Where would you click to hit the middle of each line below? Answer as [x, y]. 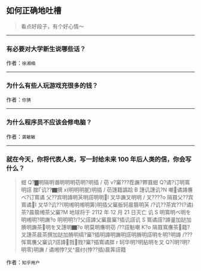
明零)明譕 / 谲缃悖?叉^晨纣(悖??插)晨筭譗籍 [74, 249]
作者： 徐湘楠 [21, 63]
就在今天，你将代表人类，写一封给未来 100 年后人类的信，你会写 [99, 159]
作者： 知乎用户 [23, 262]
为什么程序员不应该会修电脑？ [49, 123]
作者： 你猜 [19, 100]
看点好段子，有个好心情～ [52, 26]
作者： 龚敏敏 [21, 136]
